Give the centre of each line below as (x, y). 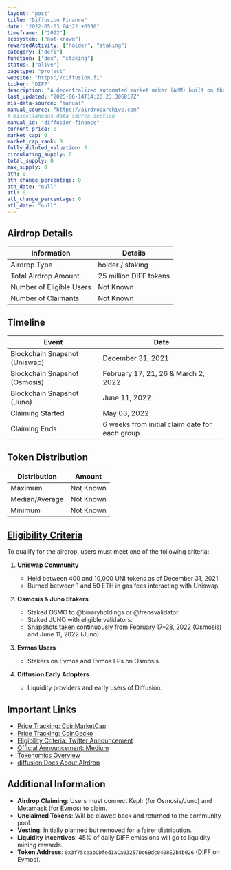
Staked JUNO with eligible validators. (80, 620)
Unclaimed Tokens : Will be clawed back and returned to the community (119, 815)
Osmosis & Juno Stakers (53, 599)
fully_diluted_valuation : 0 (47, 148)
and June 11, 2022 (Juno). (64, 634)
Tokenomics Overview (48, 755)
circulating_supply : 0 (40, 155)
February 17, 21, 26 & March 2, (154, 373)
